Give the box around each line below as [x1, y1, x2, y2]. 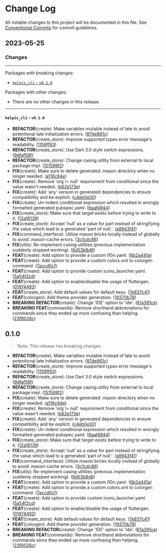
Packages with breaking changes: [5, 70, 74, 76]
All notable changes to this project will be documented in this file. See [5, 19, 147, 25]
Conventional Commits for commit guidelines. [5, 24, 98, 30]
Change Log [5, 3, 56, 14]
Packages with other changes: [5, 89, 67, 95]
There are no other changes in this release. [12, 99, 100, 105]
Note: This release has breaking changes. [17, 343, 102, 349]
